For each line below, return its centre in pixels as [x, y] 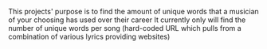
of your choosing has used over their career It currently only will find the [127, 20]
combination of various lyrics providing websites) [89, 36]
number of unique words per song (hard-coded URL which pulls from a [125, 28]
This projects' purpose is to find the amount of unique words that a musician [133, 11]
